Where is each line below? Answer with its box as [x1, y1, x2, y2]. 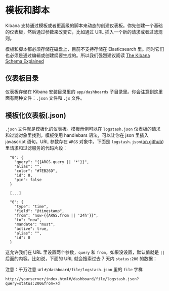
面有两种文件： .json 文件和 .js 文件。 [5, 95, 85, 101]
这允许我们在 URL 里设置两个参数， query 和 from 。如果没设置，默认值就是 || [5, 249, 165, 255]
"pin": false [14, 177, 42, 182]
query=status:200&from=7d [5, 281, 60, 286]
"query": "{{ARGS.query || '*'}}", [14, 159, 90, 164]
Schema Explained [5, 58, 44, 64]
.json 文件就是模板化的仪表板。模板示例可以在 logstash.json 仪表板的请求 [5, 126, 161, 132]
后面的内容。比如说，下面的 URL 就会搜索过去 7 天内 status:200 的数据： [5, 255, 158, 261]
